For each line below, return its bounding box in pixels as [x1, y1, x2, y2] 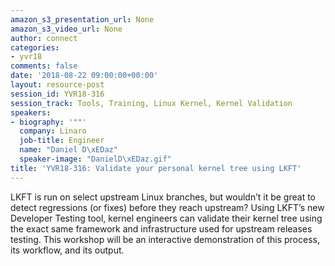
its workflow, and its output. [10, 244, 125, 256]
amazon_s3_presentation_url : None [10, 14, 155, 25]
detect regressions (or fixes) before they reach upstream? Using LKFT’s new [10, 201, 325, 213]
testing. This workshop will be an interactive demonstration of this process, [10, 233, 320, 245]
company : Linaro [19, 126, 87, 136]
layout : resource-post [10, 80, 105, 90]
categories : [10, 42, 60, 53]
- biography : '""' [10, 117, 87, 127]
